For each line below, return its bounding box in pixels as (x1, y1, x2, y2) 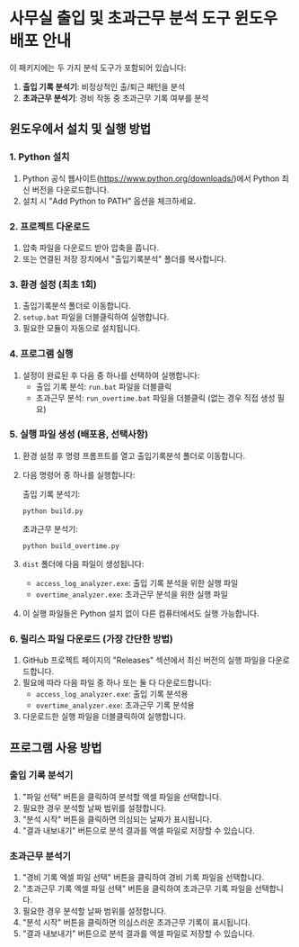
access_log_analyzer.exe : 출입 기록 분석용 (35, 689, 189, 699)
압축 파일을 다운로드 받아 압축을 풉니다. (22, 242, 160, 253)
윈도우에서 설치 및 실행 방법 (9, 122, 151, 137)
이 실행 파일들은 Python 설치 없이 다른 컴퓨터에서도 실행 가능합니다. (22, 608, 259, 618)
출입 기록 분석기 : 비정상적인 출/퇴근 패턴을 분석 (22, 81, 186, 92)
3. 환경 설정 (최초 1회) (9, 278, 97, 291)
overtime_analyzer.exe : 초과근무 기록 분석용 (35, 699, 195, 711)
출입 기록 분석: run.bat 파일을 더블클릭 (35, 381, 172, 392)
